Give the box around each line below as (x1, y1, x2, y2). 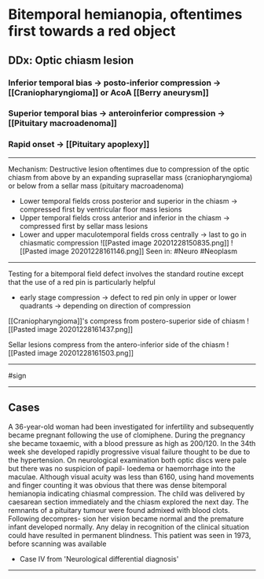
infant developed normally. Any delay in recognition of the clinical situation (8, 522, 250, 532)
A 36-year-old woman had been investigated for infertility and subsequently (8, 422, 254, 431)
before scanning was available (8, 539, 107, 548)
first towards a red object (8, 22, 176, 40)
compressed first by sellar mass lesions (19, 221, 148, 230)
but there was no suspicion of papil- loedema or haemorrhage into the (8, 463, 236, 473)
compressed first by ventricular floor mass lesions (19, 205, 182, 214)
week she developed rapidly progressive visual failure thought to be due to (8, 447, 251, 456)
